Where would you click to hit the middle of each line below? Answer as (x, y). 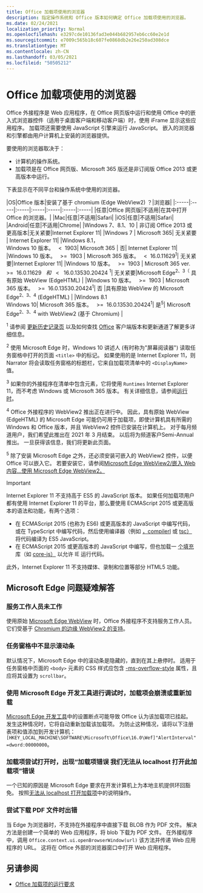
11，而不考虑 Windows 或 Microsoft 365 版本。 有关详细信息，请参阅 (92, 391)
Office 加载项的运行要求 (45, 884)
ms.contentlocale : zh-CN (38, 52)
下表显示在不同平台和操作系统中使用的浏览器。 (65, 190)
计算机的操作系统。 (39, 161)
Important (18, 483)
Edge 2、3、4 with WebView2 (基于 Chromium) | (65, 313)
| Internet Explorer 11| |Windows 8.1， (52, 240)
